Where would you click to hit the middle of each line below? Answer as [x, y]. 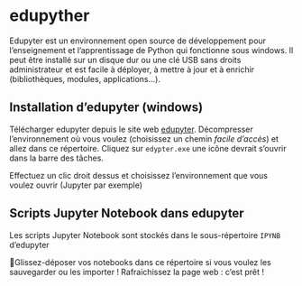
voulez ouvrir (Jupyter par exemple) [76, 185]
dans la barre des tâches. [56, 158]
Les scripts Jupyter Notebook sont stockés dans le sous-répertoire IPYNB [145, 235]
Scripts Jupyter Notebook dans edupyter [127, 213]
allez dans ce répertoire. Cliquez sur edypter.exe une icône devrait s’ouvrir [148, 148]
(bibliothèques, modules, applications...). [85, 78]
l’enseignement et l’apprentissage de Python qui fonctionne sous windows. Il [151, 50]
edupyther [50, 16]
